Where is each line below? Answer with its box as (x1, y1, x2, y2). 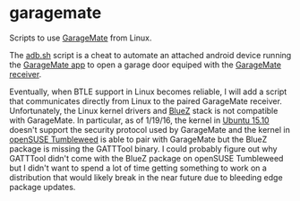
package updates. (9, 181, 76, 192)
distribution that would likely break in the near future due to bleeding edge (9, 171, 284, 182)
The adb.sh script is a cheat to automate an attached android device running (9, 49, 292, 60)
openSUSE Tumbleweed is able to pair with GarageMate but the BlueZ (9, 134, 268, 144)
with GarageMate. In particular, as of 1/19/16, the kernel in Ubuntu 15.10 (9, 115, 270, 126)
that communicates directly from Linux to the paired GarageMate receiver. (9, 95, 282, 106)
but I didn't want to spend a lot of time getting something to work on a (9, 162, 267, 173)
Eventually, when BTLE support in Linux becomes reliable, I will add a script (9, 86, 287, 97)
